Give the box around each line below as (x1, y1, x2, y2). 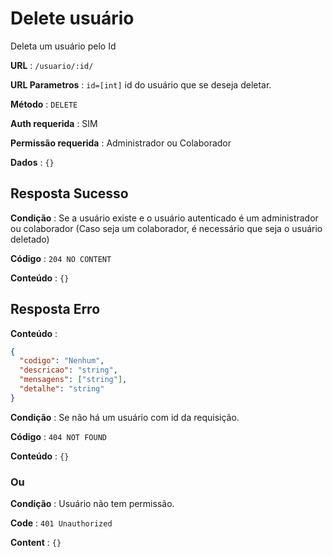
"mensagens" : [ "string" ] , (19, 375, 128, 385)
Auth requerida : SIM (10, 117, 98, 129)
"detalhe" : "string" (19, 384, 105, 394)
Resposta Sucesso (10, 185, 129, 202)
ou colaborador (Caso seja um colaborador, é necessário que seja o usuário (10, 222, 323, 234)
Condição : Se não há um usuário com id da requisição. (10, 411, 240, 423)
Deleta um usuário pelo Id (10, 40, 117, 52)
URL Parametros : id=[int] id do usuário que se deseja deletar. (10, 78, 272, 91)
